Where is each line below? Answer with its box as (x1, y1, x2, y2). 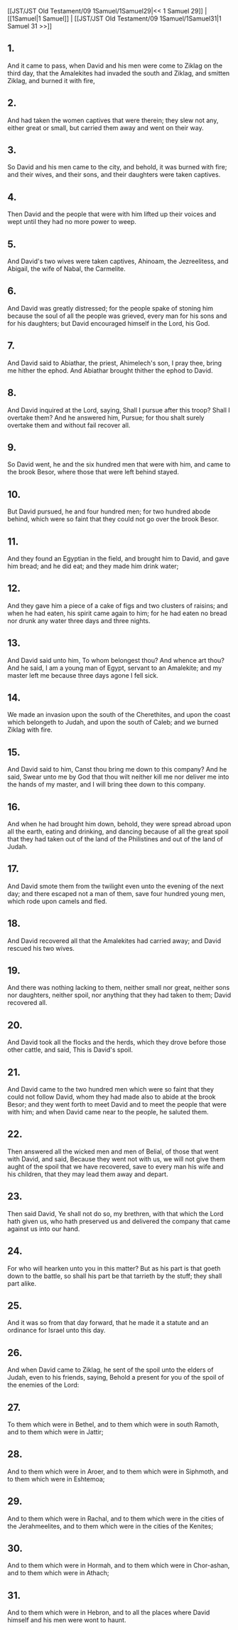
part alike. (7, 1279, 37, 1287)
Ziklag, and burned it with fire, (7, 76, 95, 85)
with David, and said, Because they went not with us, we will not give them (7, 1154, 226, 1163)
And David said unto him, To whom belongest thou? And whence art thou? (7, 656, 225, 664)
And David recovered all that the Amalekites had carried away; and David (7, 936, 222, 945)
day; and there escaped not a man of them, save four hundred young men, (7, 889, 226, 897)
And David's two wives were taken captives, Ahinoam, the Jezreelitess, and (7, 257, 229, 266)
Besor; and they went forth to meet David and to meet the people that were (7, 1100, 227, 1109)
